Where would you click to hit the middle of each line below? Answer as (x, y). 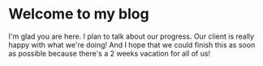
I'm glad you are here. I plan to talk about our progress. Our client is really (131, 36)
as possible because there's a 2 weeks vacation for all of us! (110, 53)
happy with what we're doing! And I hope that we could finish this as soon (132, 44)
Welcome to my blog (79, 14)
